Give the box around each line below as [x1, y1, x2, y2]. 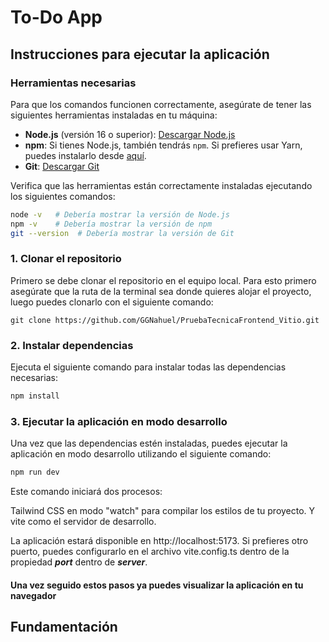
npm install [10, 391, 60, 401]
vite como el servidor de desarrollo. [10, 516, 157, 528]
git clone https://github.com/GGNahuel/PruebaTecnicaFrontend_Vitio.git [10, 315, 320, 325]
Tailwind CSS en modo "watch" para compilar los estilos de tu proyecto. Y [10, 505, 316, 517]
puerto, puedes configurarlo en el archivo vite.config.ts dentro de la [10, 546, 290, 558]
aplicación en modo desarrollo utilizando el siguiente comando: [10, 448, 272, 460]
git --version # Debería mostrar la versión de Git [10, 228, 235, 238]
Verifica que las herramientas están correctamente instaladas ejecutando [10, 179, 313, 191]
